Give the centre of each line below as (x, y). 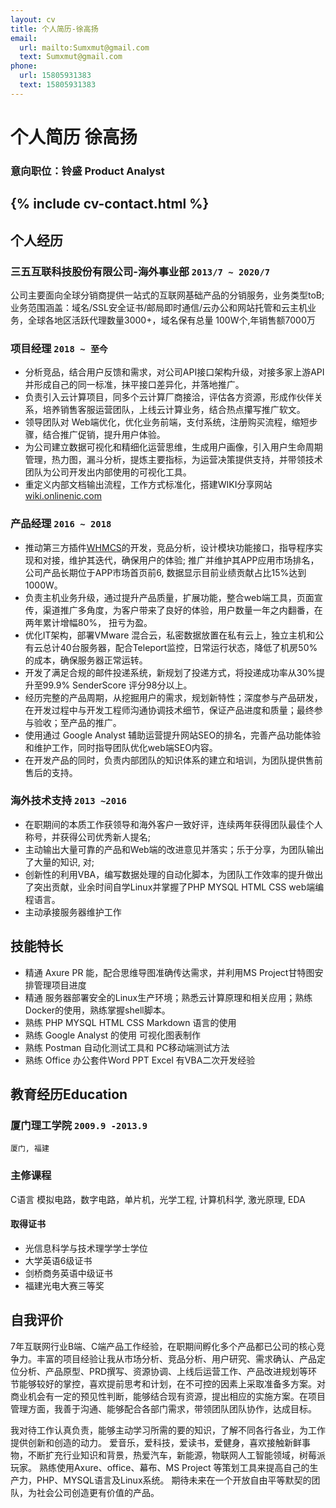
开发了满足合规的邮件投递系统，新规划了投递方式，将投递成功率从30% (170, 672)
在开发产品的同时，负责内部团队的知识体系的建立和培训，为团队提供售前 (173, 760)
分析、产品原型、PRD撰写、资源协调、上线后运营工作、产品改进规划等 (163, 1371)
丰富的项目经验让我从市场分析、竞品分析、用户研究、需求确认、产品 (176, 1358)
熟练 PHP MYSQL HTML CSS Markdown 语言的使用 (130, 1022)
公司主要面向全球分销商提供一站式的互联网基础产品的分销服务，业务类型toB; (167, 295)
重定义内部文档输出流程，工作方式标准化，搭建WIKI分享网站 (148, 485)
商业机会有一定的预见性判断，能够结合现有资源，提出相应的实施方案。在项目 (168, 1396)
